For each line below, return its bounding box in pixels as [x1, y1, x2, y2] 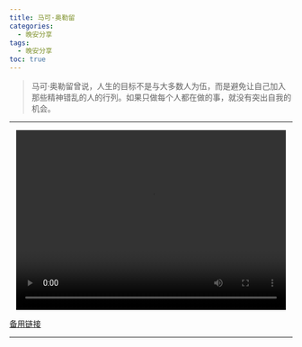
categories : [9, 22, 54, 31]
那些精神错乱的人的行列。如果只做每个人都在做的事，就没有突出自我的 [31, 92, 292, 102]
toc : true [9, 55, 47, 64]
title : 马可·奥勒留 [9, 13, 75, 22]
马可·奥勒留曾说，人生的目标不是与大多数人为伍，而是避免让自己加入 [31, 81, 286, 91]
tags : [9, 38, 30, 48]
